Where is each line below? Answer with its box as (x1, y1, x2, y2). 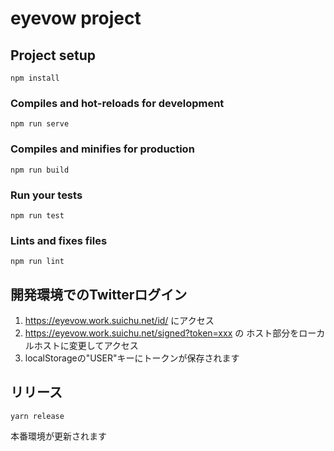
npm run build (10, 165, 70, 175)
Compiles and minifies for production (10, 142, 195, 156)
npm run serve (10, 119, 70, 129)
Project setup (10, 47, 97, 64)
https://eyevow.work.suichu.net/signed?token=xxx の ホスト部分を (24, 327, 300, 339)
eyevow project (10, 7, 142, 30)
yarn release (10, 411, 65, 421)
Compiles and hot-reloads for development (10, 96, 225, 110)
